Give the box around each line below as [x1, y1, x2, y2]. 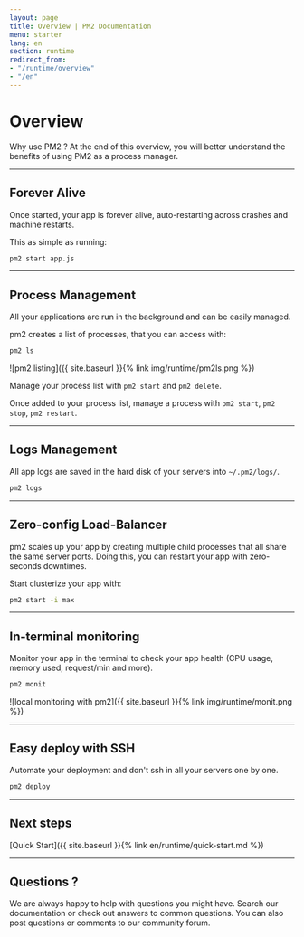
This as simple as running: [9, 236, 107, 247]
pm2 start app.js [9, 254, 75, 263]
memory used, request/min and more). [9, 662, 154, 674]
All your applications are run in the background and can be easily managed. [9, 311, 291, 322]
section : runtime [9, 47, 75, 56]
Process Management [9, 287, 137, 303]
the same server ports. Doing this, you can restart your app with [9, 551, 248, 562]
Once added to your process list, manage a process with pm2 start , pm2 [9, 398, 276, 409]
